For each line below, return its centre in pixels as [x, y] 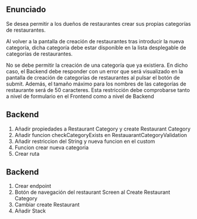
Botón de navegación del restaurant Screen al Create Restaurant [92, 192]
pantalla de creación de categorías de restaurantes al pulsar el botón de [93, 77]
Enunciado [26, 10]
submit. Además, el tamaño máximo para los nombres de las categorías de [96, 84]
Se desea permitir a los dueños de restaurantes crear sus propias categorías [98, 23]
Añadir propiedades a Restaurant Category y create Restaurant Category [102, 129]
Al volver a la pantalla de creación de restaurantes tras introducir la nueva [95, 41]
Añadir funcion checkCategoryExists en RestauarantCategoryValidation [101, 135]
